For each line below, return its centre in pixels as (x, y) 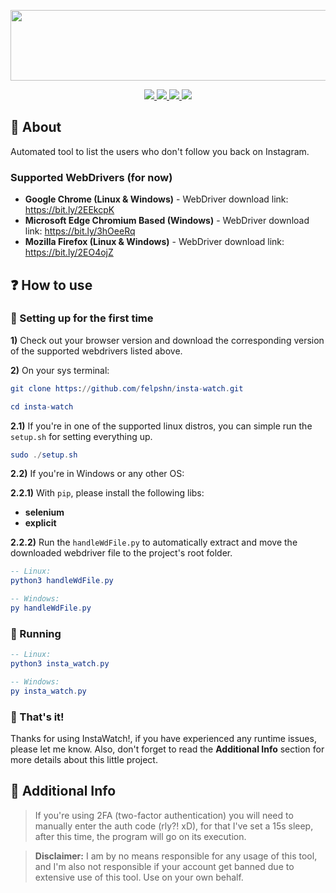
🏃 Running (36, 633)
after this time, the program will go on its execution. (140, 836)
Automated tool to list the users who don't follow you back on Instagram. (160, 151)
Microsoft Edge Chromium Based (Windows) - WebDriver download (167, 221)
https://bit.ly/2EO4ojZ (69, 252)
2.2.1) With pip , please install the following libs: (107, 493)
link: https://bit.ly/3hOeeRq (80, 231)
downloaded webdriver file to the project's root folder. (121, 553)
